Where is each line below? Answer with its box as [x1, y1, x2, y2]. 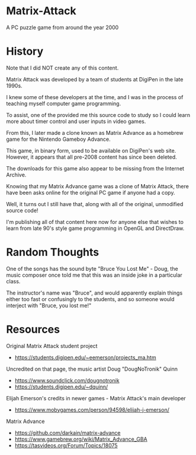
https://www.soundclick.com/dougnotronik [14, 377, 120, 384]
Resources [6, 323, 60, 336]
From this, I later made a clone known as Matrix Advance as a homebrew [6, 129, 184, 136]
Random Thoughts [6, 245, 99, 259]
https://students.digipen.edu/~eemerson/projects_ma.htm [14, 353, 156, 361]
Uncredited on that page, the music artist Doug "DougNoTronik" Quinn [6, 365, 178, 372]
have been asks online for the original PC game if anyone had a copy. [6, 189, 175, 196]
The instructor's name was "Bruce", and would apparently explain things [6, 289, 183, 296]
